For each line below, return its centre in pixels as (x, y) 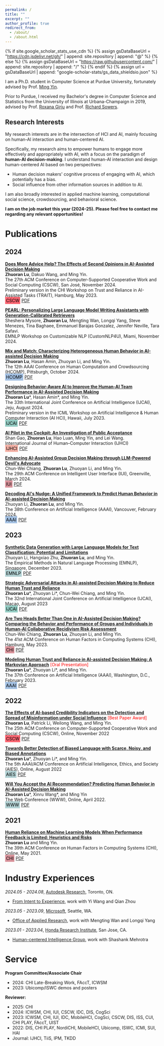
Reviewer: (15, 997)
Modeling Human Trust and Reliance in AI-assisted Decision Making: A (79, 659)
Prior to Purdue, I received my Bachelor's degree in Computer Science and (81, 96)
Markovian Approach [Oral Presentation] (47, 664)
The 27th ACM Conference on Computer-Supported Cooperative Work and (81, 279)
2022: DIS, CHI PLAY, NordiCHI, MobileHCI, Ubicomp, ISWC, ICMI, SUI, (84, 1028)
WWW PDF (18, 805)
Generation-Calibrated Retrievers (40, 315)
